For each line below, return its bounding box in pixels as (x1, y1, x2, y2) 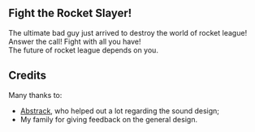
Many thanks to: (8, 90, 63, 100)
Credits (8, 69, 47, 83)
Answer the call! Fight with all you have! (8, 36, 141, 46)
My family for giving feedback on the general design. (19, 114, 197, 124)
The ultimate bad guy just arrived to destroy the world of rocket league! (8, 28, 248, 37)
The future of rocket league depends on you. (8, 45, 158, 55)
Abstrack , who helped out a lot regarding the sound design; (19, 105, 220, 116)
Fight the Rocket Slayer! (8, 6, 132, 20)
